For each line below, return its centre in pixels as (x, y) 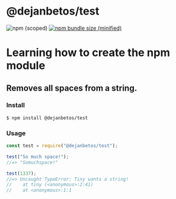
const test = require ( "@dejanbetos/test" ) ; (62, 146)
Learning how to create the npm (88, 53)
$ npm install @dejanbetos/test (47, 118)
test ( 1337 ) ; (21, 173)
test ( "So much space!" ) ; (38, 156)
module (26, 66)
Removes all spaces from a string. (72, 88)
